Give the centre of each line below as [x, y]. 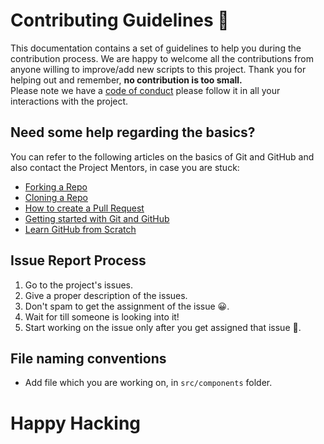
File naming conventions [88, 358]
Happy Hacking [76, 423]
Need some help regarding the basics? [133, 132]
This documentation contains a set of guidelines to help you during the [156, 48]
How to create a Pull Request [84, 208]
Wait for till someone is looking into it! [102, 316]
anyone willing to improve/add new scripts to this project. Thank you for [158, 69]
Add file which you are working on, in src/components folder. [148, 383]
